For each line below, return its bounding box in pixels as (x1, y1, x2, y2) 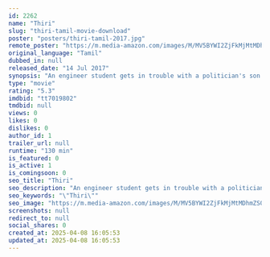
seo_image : (8, 199, 45, 207)
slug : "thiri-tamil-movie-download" (8, 27, 131, 35)
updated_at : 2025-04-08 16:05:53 (8, 237, 121, 245)
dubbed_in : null (8, 57, 63, 65)
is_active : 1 (8, 162, 52, 170)
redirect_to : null (8, 214, 70, 222)
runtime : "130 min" (8, 147, 74, 155)
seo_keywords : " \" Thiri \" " (8, 191, 99, 200)
